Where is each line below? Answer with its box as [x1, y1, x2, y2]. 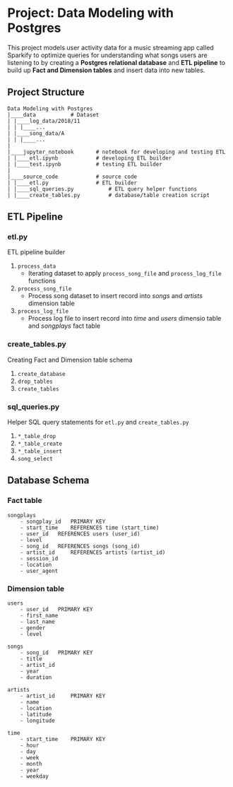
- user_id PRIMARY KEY [20, 606, 93, 613]
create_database [17, 370, 66, 377]
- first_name [20, 613, 59, 620]
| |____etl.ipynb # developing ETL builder [7, 154, 172, 162]
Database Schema [7, 475, 90, 487]
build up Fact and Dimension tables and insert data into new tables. [7, 66, 205, 74]
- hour [20, 742, 40, 750]
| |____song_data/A [7, 129, 65, 137]
